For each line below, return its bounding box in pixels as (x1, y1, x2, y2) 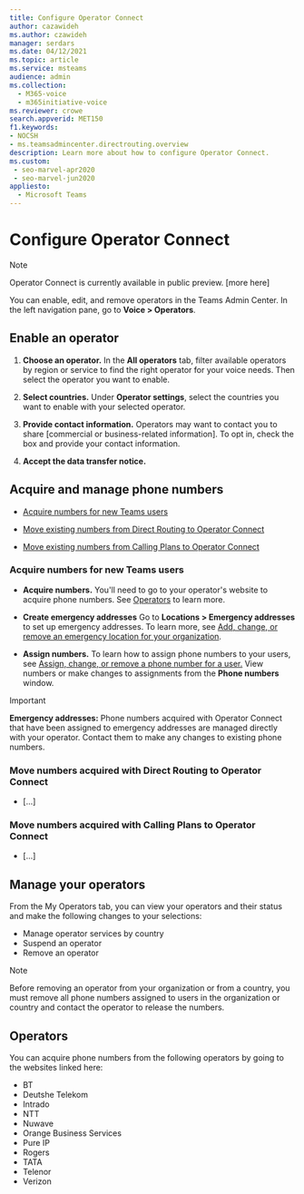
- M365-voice (17, 89, 67, 98)
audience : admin (9, 73, 71, 82)
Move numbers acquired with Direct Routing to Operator (9, 764, 262, 777)
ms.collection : (9, 81, 67, 90)
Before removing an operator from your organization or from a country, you (9, 983, 290, 993)
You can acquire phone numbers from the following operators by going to (9, 1052, 284, 1063)
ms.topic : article (9, 55, 79, 64)
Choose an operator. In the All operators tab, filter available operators (22, 355, 287, 366)
